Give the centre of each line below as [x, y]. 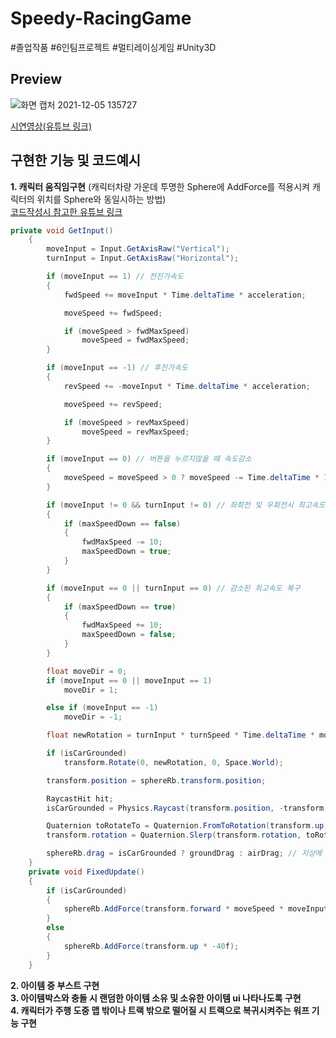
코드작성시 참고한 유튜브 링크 [66, 211]
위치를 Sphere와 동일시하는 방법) [101, 199]
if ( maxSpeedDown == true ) [120, 607]
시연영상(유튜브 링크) [51, 126]
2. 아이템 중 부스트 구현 [55, 985]
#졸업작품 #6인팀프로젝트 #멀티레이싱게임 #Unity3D [113, 47]
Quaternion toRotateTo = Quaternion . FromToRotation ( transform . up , [187, 826]
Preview [36, 79]
